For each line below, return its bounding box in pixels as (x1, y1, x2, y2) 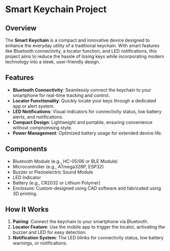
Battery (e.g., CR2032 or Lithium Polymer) (12, 180, 100, 186)
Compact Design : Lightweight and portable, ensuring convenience (12, 119, 153, 125)
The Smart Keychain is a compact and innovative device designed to (5, 37, 150, 43)
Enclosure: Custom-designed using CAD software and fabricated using (12, 185, 161, 191)
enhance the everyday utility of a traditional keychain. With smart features (5, 43, 160, 49)
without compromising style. (12, 124, 73, 130)
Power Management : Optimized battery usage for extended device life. (12, 130, 162, 136)
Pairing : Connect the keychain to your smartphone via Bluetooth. (12, 219, 149, 225)
